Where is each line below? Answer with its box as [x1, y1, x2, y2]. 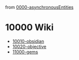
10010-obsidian [12, 38, 44, 44]
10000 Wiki [5, 22, 54, 33]
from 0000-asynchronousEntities [5, 4, 74, 10]
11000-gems [12, 48, 38, 54]
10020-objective [12, 43, 46, 49]
